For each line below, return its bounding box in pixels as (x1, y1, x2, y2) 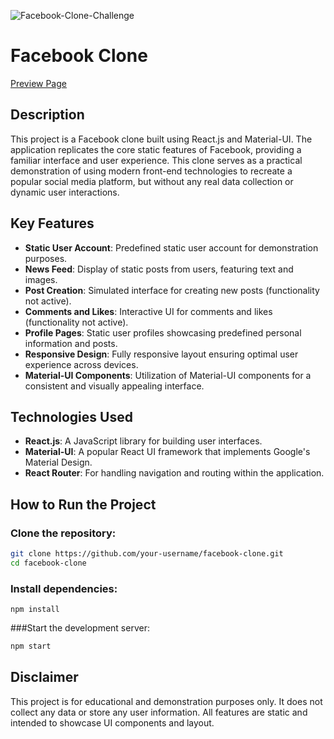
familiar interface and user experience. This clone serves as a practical (10, 154, 303, 166)
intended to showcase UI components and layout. (10, 716, 215, 729)
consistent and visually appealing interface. (24, 380, 205, 392)
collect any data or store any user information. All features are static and (10, 706, 308, 718)
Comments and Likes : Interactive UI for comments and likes (24, 305, 273, 317)
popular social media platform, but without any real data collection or (10, 175, 294, 187)
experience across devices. (24, 358, 139, 370)
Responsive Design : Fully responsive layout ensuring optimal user (24, 348, 299, 360)
